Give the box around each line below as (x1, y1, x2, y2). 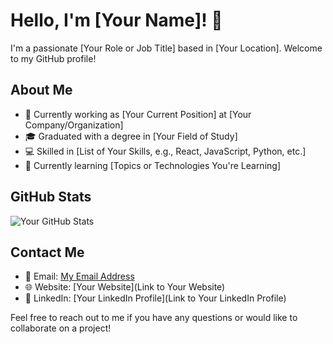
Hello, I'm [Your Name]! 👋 (10, 9, 223, 32)
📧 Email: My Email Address (24, 270, 135, 283)
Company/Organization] (24, 119, 124, 131)
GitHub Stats (10, 189, 92, 206)
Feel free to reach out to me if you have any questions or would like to (10, 312, 298, 324)
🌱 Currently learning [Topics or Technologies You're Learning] (24, 159, 281, 171)
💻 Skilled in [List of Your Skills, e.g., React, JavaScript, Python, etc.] (24, 145, 307, 157)
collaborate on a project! (10, 322, 112, 334)
